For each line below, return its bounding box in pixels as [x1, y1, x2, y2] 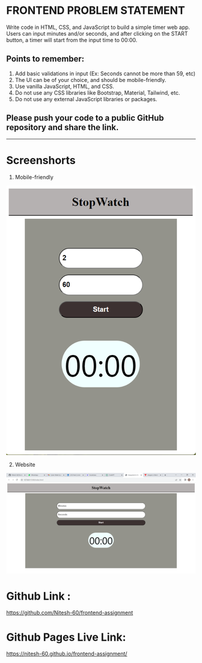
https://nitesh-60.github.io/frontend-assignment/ [6, 650, 127, 658]
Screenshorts [6, 153, 76, 167]
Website [14, 460, 36, 468]
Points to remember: [6, 54, 85, 64]
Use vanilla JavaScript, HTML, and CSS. [14, 83, 114, 90]
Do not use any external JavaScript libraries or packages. [14, 95, 158, 102]
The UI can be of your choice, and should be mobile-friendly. [14, 76, 167, 83]
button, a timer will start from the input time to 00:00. [6, 36, 138, 43]
